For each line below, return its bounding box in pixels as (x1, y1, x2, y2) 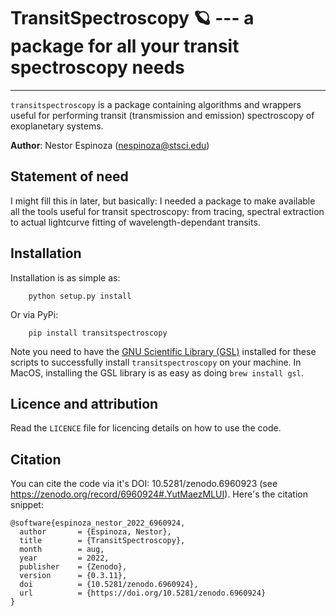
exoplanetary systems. (10, 120, 104, 132)
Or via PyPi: (10, 308, 59, 320)
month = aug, (19, 545, 105, 555)
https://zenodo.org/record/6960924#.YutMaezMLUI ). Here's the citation (10, 488, 308, 500)
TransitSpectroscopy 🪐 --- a (10, 7, 255, 30)
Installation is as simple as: (10, 271, 121, 284)
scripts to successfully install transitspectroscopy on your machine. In (10, 356, 302, 368)
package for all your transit (10, 35, 240, 58)
